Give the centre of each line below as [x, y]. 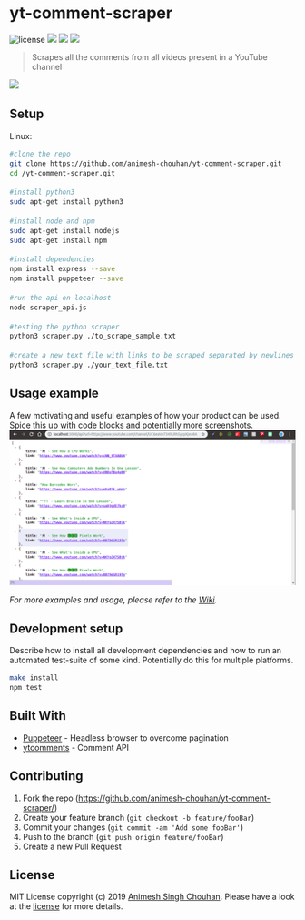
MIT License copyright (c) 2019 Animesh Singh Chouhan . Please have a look [152, 897]
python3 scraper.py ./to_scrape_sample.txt [93, 336]
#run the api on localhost [60, 298]
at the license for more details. [66, 906]
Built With [38, 716]
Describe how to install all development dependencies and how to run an [146, 651]
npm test [26, 688]
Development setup [66, 628]
